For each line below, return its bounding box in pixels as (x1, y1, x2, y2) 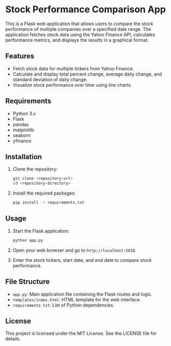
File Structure (5, 277, 50, 286)
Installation (5, 152, 42, 161)
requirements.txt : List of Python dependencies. (12, 302, 115, 308)
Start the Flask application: (12, 227, 70, 234)
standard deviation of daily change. (12, 76, 88, 83)
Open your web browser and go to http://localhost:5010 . (12, 247, 137, 253)
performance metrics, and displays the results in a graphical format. (5, 37, 149, 43)
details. (5, 336, 21, 342)
